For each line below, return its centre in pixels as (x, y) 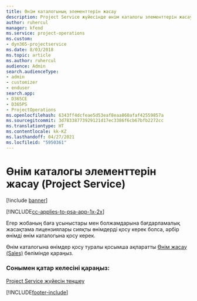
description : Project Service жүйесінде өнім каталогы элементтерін (91, 17)
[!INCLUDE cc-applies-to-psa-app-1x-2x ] (55, 211)
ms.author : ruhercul (31, 60)
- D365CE (17, 99)
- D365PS (17, 104)
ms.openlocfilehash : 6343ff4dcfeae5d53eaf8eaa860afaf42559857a (85, 115)
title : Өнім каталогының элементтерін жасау (61, 11)
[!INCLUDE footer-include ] (37, 292)
